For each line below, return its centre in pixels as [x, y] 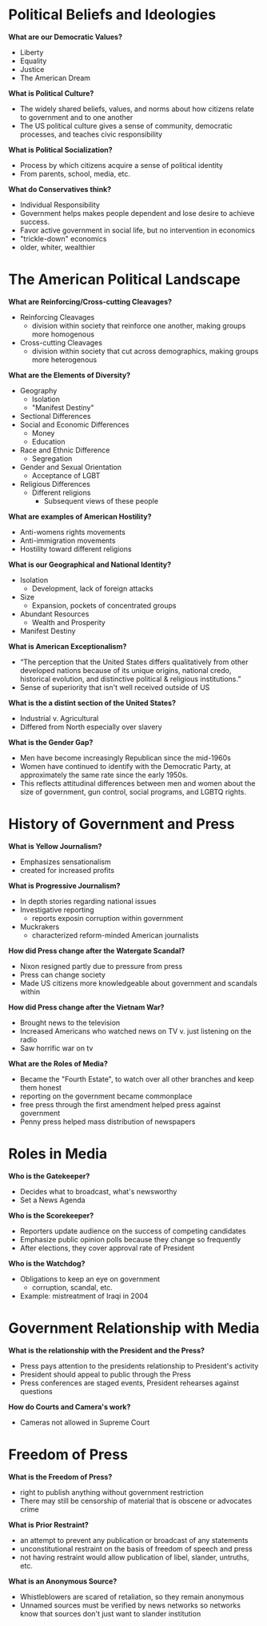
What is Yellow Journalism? [55, 846]
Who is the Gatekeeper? [49, 1176]
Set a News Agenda [52, 1200]
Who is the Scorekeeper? [51, 1215]
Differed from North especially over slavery [91, 727]
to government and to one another [76, 117]
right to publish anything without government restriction [112, 1492]
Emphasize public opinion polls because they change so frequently [130, 1239]
